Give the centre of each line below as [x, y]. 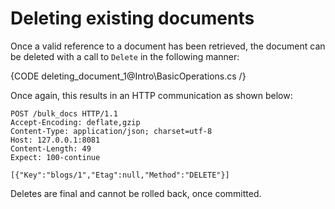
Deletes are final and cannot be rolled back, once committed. [136, 193]
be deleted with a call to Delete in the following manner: [125, 56]
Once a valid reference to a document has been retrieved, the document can [168, 46]
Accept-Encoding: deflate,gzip [75, 122]
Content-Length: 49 [51, 148]
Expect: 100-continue [55, 157]
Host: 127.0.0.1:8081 [55, 140]
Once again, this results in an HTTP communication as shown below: [151, 95]
